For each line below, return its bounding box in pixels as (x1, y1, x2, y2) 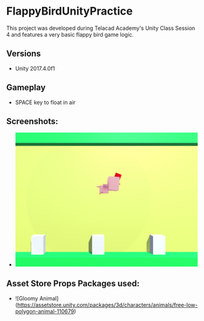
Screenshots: (6, 116, 59, 126)
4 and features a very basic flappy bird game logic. (6, 30, 134, 38)
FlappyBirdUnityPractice (6, 4, 133, 18)
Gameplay (6, 82, 46, 93)
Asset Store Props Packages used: (6, 278, 140, 289)
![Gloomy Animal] (15, 294, 59, 302)
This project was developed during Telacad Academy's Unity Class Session (6, 24, 195, 32)
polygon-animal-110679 (15, 308, 75, 315)
